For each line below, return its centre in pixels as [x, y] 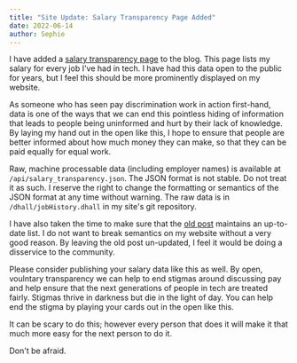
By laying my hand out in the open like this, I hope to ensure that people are [147, 133]
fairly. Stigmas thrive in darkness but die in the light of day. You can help [141, 297]
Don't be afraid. [38, 351]
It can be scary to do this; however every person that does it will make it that [148, 324]
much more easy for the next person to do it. [91, 334]
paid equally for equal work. [60, 152]
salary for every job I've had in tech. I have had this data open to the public [145, 68]
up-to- [276, 224]
